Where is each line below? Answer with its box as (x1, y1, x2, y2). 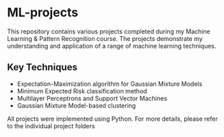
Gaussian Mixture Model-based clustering (16, 101, 136, 110)
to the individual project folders (7, 121, 95, 130)
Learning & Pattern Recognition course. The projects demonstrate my (7, 34, 203, 42)
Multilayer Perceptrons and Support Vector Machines (16, 94, 168, 102)
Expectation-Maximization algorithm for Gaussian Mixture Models (16, 80, 203, 88)
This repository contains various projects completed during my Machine (7, 27, 210, 35)
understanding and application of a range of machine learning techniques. (7, 42, 217, 50)
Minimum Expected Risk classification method (16, 87, 147, 95)
